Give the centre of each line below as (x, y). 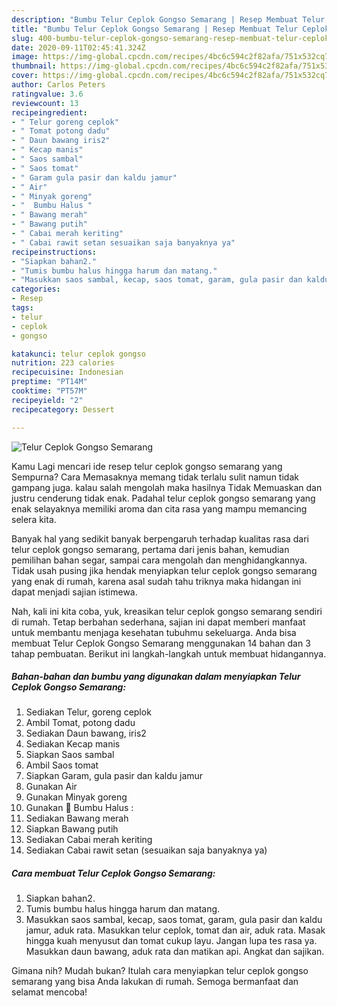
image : (25, 57)
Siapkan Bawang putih (72, 829)
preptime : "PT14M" (49, 382)
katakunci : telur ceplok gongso (78, 354)
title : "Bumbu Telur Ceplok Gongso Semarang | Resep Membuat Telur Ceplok (170, 29)
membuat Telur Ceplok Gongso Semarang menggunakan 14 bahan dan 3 (161, 643)
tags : (22, 308)
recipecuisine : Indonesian (67, 372)
